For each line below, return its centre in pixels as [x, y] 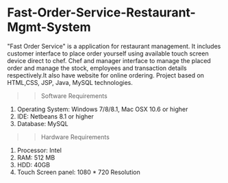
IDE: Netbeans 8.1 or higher [55, 116]
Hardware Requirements [75, 137]
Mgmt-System [49, 27]
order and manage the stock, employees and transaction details [97, 68]
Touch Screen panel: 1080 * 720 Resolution [78, 172]
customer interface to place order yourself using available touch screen [108, 53]
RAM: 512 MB [36, 157]
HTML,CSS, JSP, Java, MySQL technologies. [70, 82]
